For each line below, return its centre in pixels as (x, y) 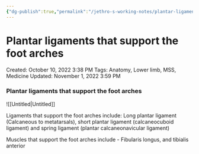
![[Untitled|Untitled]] (31, 104)
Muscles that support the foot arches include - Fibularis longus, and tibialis (97, 139)
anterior (16, 146)
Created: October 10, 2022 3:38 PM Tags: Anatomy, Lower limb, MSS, (91, 70)
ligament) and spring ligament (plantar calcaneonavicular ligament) (88, 128)
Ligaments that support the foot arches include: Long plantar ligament (91, 115)
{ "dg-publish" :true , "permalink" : (47, 12)
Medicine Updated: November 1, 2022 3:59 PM (63, 76)
